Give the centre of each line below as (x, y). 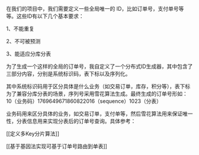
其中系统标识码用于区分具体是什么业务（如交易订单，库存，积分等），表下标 (98, 86)
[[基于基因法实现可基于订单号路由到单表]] (57, 146)
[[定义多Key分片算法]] (33, 134)
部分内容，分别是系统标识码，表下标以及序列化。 (71, 74)
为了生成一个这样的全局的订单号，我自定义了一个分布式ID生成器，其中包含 (97, 66)
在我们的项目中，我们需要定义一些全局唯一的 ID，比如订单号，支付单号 (92, 9)
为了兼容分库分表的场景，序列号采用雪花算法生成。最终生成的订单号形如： (97, 94)
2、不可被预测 (23, 41)
